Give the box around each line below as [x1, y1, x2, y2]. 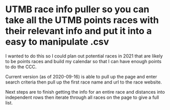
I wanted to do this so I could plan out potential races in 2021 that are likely [5, 52, 163, 59]
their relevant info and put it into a [5, 25, 152, 37]
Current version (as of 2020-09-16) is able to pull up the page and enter [5, 73, 157, 79]
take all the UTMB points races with [5, 14, 159, 26]
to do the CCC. [5, 64, 37, 70]
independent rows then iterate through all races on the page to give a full [5, 94, 159, 100]
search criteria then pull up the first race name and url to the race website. [5, 79, 162, 85]
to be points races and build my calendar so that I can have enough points [5, 58, 162, 64]
